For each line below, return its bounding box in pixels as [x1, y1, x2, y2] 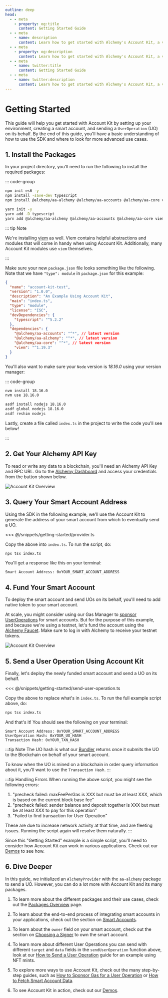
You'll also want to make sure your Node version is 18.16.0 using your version [5, 364, 161, 370]
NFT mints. [12, 957, 35, 963]
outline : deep [5, 7, 35, 13]
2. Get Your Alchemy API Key [5, 450, 97, 458]
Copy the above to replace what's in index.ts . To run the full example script [5, 695, 161, 701]
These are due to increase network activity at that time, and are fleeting [5, 822, 153, 828]
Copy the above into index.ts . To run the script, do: [5, 541, 111, 547]
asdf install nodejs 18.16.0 [5, 402, 66, 407]
